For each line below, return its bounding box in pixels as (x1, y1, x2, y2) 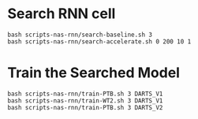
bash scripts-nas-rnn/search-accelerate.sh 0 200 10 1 (7, 37, 192, 46)
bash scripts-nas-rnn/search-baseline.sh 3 (7, 31, 153, 39)
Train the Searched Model (7, 64, 181, 82)
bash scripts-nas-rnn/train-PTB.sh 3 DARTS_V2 (7, 103, 163, 111)
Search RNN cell (7, 5, 116, 23)
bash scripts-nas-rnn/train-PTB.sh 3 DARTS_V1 (7, 90, 163, 98)
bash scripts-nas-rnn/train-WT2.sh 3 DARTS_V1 (7, 96, 163, 105)
